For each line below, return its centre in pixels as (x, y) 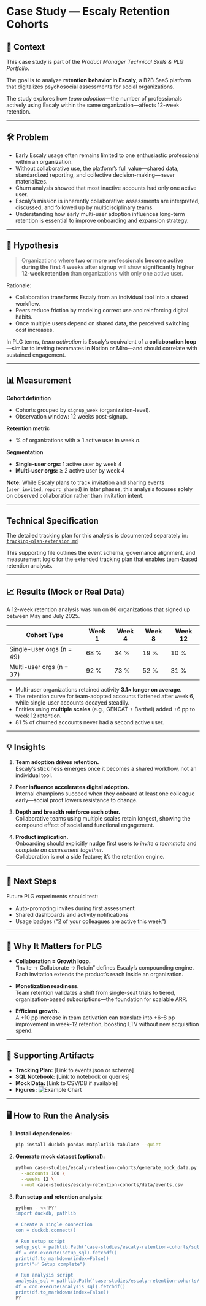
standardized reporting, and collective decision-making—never (95, 175)
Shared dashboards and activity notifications (72, 914)
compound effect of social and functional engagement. (85, 825)
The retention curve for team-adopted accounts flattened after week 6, (105, 696)
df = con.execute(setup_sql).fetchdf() (66, 1253)
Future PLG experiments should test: (52, 896)
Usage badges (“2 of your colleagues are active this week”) (91, 921)
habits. (24, 317)
